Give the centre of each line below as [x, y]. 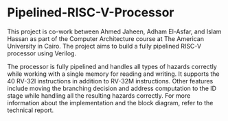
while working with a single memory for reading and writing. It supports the [113, 74]
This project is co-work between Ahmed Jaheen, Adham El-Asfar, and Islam [114, 31]
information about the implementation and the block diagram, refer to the [110, 103]
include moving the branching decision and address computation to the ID [112, 88]
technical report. [31, 110]
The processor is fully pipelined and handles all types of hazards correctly [112, 66]
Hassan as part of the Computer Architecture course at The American [106, 38]
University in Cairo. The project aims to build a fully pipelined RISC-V [104, 46]
